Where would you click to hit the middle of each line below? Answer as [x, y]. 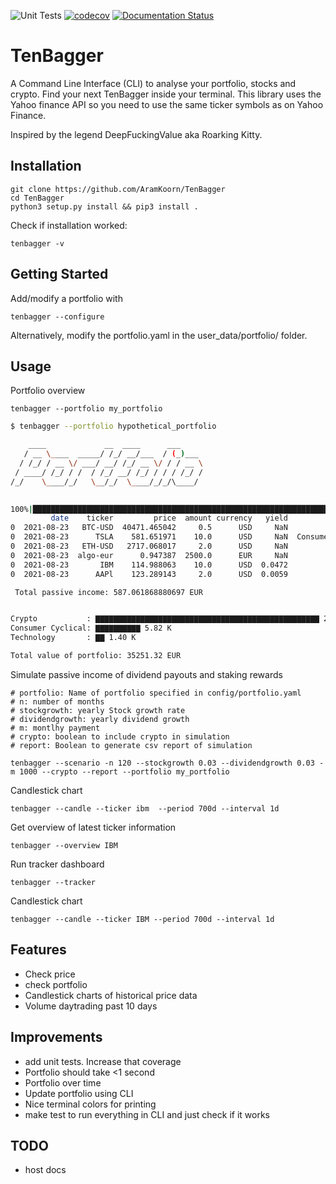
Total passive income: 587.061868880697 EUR [108, 592]
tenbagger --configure [57, 316]
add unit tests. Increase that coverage [103, 1061]
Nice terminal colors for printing [90, 1104]
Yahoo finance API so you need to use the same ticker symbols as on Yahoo [167, 104]
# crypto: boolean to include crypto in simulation [120, 736]
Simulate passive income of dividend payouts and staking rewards [146, 674]
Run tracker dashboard [57, 864]
